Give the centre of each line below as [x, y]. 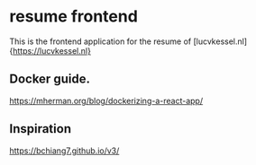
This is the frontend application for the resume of [101, 41]
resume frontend [73, 17]
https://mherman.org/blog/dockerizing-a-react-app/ [106, 100]
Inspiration [41, 129]
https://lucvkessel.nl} [52, 50]
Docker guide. [50, 79]
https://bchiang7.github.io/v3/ [64, 151]
